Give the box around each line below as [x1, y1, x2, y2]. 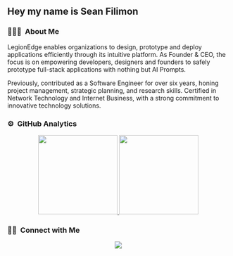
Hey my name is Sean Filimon [7, 6, 139, 18]
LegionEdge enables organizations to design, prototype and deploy [7, 42, 202, 51]
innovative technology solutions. [7, 101, 101, 110]
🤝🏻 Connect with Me [7, 225, 80, 235]
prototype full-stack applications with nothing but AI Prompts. [7, 65, 187, 73]
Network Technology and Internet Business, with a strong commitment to [7, 94, 220, 102]
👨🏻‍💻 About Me [7, 27, 60, 37]
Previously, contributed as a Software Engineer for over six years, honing [7, 79, 220, 87]
